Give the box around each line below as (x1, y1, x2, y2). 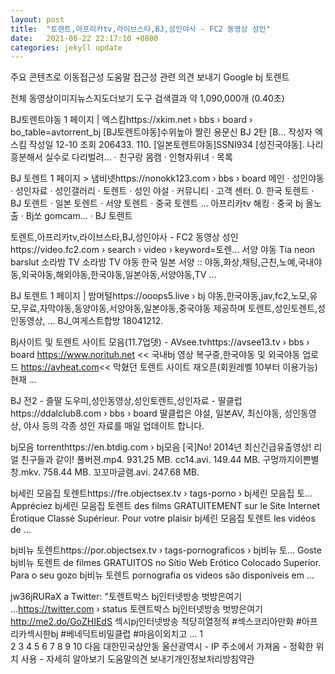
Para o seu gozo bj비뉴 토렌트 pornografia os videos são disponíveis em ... (10, 569, 315, 581)
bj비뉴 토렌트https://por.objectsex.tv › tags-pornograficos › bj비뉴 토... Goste (10, 544, 322, 556)
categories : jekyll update (10, 42, 123, 53)
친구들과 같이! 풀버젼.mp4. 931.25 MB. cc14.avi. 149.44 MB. (20, 454, 261, 466)
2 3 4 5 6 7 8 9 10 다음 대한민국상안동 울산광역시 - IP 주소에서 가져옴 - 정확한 (10, 641, 314, 653)
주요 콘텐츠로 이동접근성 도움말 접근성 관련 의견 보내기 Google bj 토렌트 (10, 71, 290, 83)
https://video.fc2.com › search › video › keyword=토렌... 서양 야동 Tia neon (10, 244, 316, 256)
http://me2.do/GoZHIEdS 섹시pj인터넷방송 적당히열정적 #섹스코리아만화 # (10, 616, 302, 628)
